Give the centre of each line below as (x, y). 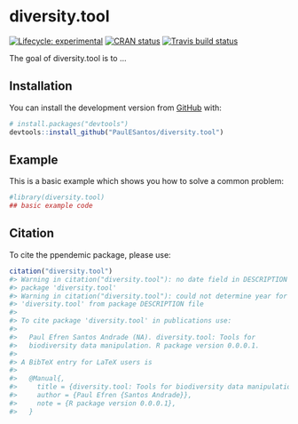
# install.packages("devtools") (69, 124)
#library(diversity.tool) (57, 197)
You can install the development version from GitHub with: (115, 108)
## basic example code (51, 206)
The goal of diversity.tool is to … (68, 58)
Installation (41, 86)
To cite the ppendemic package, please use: (90, 254)
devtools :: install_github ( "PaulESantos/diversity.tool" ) (117, 132)
